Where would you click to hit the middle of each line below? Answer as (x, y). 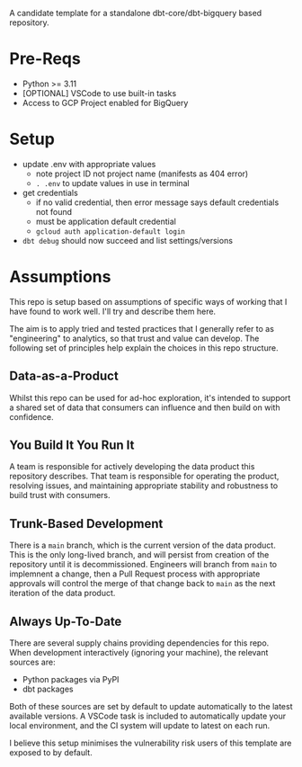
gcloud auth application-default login (111, 232)
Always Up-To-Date (66, 621)
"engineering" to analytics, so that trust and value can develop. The (134, 338)
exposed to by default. (51, 753)
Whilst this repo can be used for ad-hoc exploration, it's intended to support (150, 397)
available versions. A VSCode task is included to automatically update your (148, 716)
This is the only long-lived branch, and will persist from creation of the (139, 555)
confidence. (31, 416)
